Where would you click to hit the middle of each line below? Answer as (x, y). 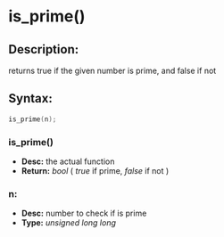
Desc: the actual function (68, 161)
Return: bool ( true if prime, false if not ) (95, 170)
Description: (44, 49)
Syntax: (30, 98)
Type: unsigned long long (69, 223)
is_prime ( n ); (33, 119)
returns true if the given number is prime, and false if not (112, 70)
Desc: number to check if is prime (84, 213)
